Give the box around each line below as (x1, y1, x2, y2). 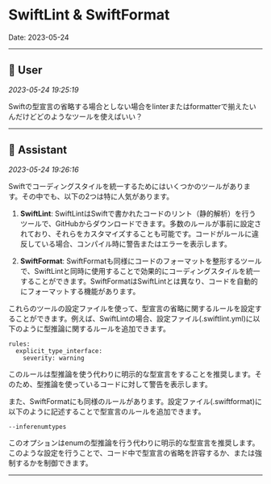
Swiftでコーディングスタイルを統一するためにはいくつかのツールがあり (8, 181, 244, 191)
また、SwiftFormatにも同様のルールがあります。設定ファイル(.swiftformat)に (8, 396, 262, 406)
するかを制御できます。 (15, 458, 93, 468)
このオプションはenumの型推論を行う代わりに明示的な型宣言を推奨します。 (8, 438, 260, 448)
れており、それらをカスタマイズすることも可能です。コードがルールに (19, 229, 252, 238)
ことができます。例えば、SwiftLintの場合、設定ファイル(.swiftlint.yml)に (15, 314, 253, 323)
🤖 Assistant (8, 143, 67, 157)
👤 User (8, 63, 43, 78)
